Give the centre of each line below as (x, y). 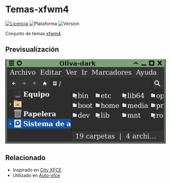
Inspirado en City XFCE (37, 170)
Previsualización (32, 50)
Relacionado (25, 158)
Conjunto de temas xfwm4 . (34, 33)
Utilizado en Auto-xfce (36, 175)
